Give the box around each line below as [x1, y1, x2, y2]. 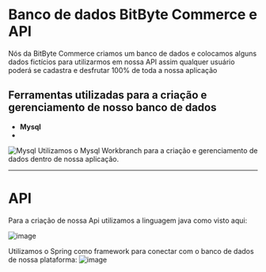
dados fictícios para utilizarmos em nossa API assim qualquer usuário [8, 57, 235, 67]
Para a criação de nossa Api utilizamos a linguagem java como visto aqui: [8, 216, 248, 225]
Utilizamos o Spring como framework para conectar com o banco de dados [8, 246, 255, 255]
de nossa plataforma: [8, 255, 78, 264]
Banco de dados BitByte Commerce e [8, 6, 257, 24]
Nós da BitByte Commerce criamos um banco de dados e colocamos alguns [8, 48, 257, 58]
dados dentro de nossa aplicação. [8, 154, 120, 163]
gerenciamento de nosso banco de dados [8, 101, 217, 114]
